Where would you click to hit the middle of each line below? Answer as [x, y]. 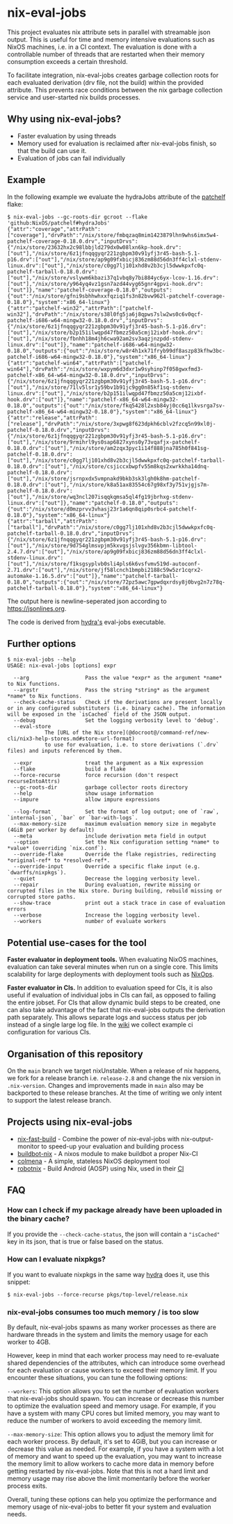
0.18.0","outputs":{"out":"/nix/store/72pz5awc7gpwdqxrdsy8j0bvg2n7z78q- [116, 582]
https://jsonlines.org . [37, 608]
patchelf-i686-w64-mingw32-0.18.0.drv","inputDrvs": [85, 320]
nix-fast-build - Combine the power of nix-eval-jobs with [98, 1139]
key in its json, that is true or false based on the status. [86, 1241]
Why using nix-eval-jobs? [64, 119]
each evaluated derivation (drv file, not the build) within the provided [105, 82]
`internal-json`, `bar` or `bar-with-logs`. [73, 818]
